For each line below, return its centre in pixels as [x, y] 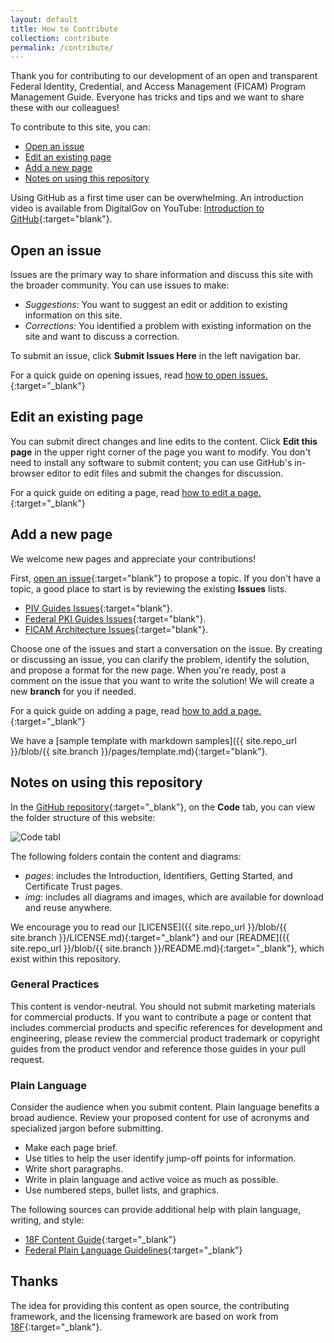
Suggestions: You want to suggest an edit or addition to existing [156, 305]
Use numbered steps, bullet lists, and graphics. [122, 1190]
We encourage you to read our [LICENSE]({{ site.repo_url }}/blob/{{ [149, 927]
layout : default [44, 19]
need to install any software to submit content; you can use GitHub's [151, 462]
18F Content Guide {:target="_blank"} [100, 1240]
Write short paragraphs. [74, 1169]
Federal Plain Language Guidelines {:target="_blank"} [133, 1250]
